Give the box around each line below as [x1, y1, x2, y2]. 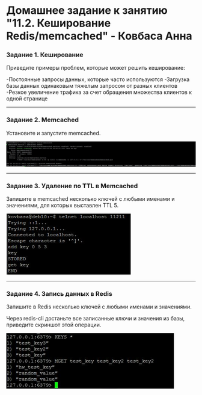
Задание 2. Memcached [6, 115, 79, 124]
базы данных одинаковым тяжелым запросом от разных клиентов [6, 82, 178, 90]
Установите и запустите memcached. [6, 129, 101, 136]
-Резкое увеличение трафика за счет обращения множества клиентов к [6, 88, 192, 96]
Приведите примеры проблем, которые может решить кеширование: [6, 64, 185, 72]
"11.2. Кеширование [6, 16, 111, 30]
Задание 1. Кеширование [6, 51, 84, 59]
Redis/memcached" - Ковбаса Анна [6, 29, 192, 43]
